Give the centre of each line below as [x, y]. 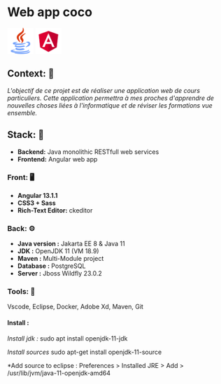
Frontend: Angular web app [57, 159]
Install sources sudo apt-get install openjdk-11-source [85, 352]
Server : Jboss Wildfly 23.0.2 [60, 273]
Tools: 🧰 [21, 292]
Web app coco [50, 12]
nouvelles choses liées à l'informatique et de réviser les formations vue [110, 105]
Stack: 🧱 [26, 135]
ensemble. [22, 113]
